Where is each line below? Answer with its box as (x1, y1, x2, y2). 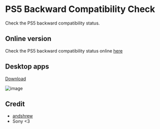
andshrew (12, 113, 33, 119)
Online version (5, 34, 51, 43)
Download (5, 75, 26, 81)
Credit (5, 99, 25, 108)
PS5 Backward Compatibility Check (5, 3, 156, 15)
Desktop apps (5, 62, 49, 71)
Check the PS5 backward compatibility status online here (5, 47, 123, 53)
